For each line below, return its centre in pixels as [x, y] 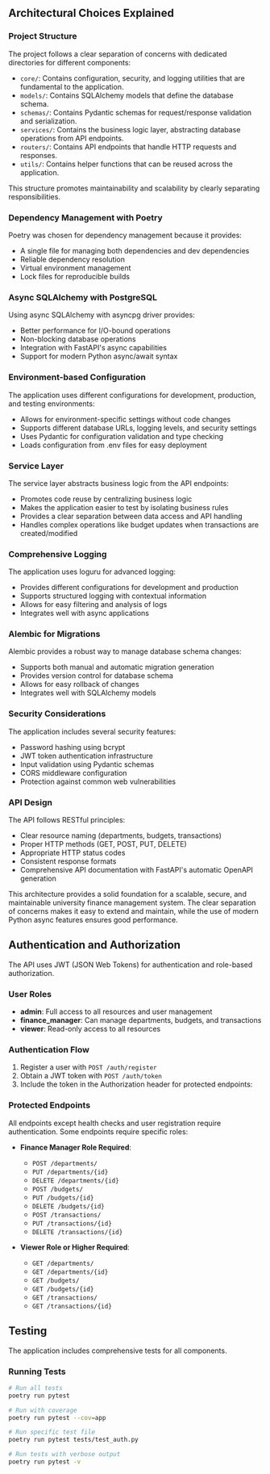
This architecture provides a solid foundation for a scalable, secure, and [128, 894]
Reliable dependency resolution [73, 259]
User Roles [30, 994]
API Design [30, 802]
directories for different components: [70, 62]
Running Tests [37, 1371]
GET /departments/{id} [70, 1272]
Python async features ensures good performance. [93, 920]
